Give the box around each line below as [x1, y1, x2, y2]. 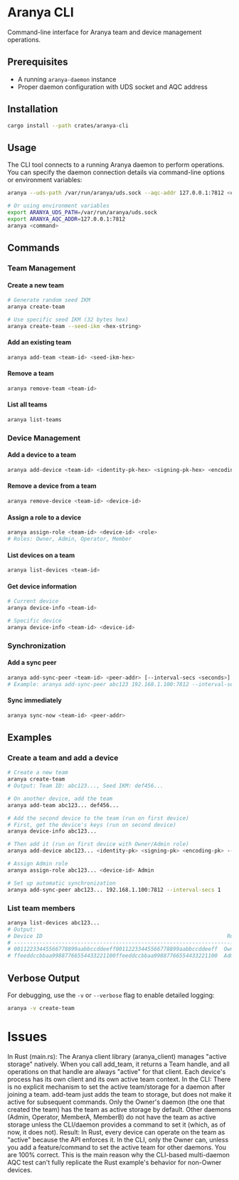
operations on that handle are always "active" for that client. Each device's [7, 1067, 226, 1075]
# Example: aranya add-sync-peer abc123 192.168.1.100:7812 [7, 680, 190, 688]
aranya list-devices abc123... [7, 919, 100, 926]
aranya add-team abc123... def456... [7, 801, 119, 808]
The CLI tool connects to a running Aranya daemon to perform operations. [7, 161, 225, 169]
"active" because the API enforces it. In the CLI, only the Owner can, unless [7, 1135, 229, 1144]
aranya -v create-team [7, 1004, 75, 1011]
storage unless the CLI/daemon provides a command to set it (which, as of [7, 1120, 226, 1129]
